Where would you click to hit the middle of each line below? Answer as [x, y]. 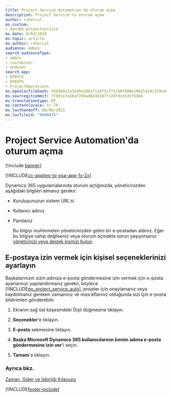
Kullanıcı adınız [28, 210]
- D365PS [15, 82]
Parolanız [23, 221]
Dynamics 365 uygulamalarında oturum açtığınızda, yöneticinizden [76, 185]
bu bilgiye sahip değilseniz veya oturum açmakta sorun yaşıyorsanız [85, 236]
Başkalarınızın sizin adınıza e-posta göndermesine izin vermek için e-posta [84, 278]
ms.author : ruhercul [27, 44]
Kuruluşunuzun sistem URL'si [43, 201]
